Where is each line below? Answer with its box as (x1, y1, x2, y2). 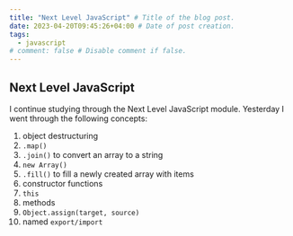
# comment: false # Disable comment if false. (9, 47, 187, 56)
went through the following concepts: (9, 113, 148, 124)
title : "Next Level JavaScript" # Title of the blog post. (9, 13, 235, 22)
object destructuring (22, 130, 99, 141)
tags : (9, 30, 30, 39)
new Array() (22, 161, 67, 170)
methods (22, 197, 56, 207)
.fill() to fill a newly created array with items (22, 168, 195, 179)
